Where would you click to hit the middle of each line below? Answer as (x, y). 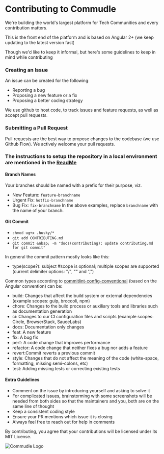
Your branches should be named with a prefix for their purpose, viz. (74, 185)
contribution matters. (26, 27)
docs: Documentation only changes (48, 327)
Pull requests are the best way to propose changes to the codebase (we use (82, 139)
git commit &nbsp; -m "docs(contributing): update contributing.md (82, 243)
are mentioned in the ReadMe (41, 163)
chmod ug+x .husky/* (33, 233)
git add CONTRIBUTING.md (38, 238)
